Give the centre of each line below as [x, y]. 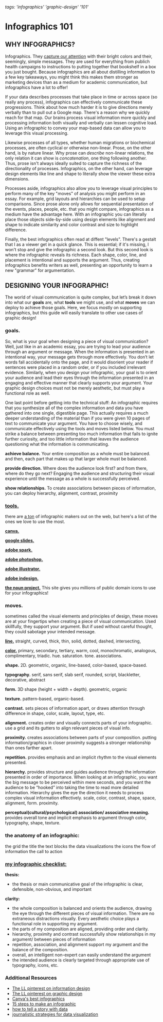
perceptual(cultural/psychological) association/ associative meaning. [77, 813]
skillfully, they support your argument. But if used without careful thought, [79, 626]
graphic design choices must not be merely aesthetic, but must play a [75, 388]
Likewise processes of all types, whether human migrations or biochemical [80, 142]
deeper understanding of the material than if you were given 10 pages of [78, 418]
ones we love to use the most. [35, 521]
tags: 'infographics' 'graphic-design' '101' [47, 7]
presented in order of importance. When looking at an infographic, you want [81, 777]
